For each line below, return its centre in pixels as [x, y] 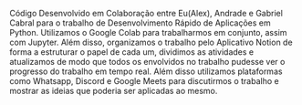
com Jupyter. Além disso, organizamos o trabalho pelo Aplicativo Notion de [151, 42]
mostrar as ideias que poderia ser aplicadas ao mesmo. [114, 91]
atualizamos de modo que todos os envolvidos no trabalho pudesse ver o [147, 62]
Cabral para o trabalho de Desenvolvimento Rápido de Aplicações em [140, 23]
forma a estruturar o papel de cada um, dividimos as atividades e [132, 52]
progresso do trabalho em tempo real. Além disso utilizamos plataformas [146, 71]
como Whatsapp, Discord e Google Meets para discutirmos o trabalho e [145, 81]
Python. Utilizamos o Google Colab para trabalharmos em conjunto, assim [148, 32]
